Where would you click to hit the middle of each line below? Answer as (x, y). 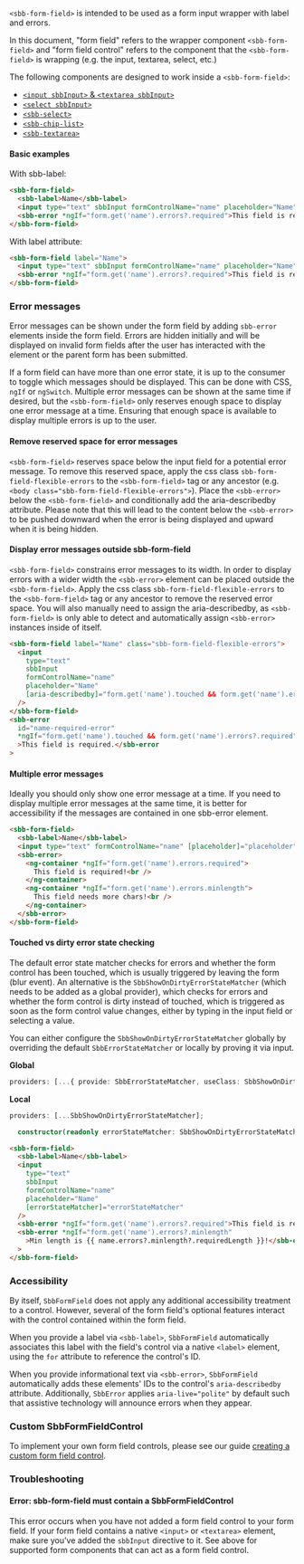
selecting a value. (42, 1020)
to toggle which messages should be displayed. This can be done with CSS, (151, 382)
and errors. (30, 23)
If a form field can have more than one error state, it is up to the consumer (147, 372)
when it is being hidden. (54, 529)
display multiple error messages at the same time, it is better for (128, 804)
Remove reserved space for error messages (94, 441)
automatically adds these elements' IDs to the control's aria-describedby (146, 1384)
